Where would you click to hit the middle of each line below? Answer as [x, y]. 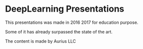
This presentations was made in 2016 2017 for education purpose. [72, 22]
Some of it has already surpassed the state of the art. [59, 32]
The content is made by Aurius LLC [41, 41]
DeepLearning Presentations [65, 9]
